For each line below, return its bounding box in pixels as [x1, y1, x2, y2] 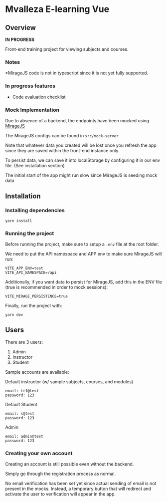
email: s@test [5, 411, 35, 416]
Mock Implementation [5, 106, 60, 113]
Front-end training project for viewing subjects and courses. [5, 46, 129, 52]
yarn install [5, 218, 32, 223]
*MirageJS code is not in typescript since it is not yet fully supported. [5, 70, 149, 76]
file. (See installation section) [5, 162, 65, 168]
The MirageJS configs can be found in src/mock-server [5, 132, 119, 138]
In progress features [5, 82, 56, 89]
